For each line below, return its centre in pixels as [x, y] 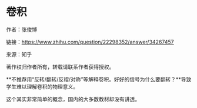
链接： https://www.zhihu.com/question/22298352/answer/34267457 [90, 42]
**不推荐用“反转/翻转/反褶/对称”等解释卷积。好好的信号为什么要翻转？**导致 [99, 79]
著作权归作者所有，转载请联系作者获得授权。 [60, 67]
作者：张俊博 [21, 29]
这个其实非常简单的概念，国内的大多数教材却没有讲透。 [73, 99]
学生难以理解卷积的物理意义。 [42, 86]
